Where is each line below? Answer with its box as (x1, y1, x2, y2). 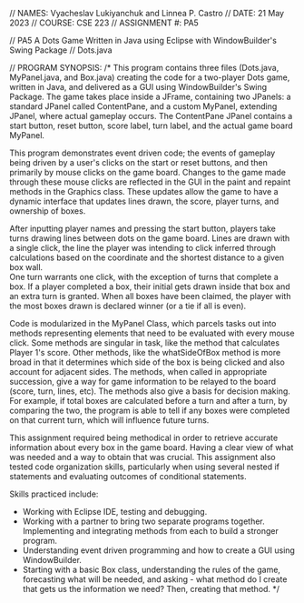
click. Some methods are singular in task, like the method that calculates (9, 337, 279, 348)
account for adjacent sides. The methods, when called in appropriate (9, 367, 268, 377)
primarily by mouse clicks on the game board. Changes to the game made (9, 167, 286, 177)
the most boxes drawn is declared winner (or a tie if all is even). (9, 300, 247, 311)
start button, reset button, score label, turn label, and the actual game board (9, 120, 293, 131)
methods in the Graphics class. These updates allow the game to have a (9, 186, 279, 196)
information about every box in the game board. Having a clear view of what (9, 442, 294, 453)
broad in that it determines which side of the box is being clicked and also (9, 357, 286, 367)
